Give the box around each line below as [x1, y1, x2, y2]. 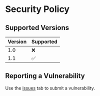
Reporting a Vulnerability [5, 71, 85, 80]
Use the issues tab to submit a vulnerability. [5, 85, 95, 91]
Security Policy [5, 3, 70, 15]
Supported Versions [5, 23, 69, 32]
